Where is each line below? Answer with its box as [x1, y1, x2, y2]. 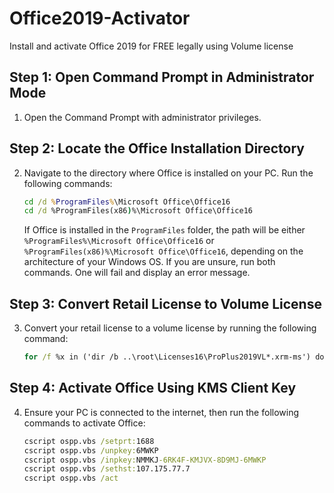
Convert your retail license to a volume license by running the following [23, 322, 317, 334]
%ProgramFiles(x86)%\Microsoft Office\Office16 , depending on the [23, 245, 304, 257]
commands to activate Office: [23, 417, 146, 429]
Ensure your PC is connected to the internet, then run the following [23, 406, 300, 418]
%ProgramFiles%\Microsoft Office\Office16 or [23, 235, 215, 247]
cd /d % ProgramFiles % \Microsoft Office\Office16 [23, 197, 231, 207]
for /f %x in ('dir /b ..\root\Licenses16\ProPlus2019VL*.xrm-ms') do [23, 352, 325, 362]
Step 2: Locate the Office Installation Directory [9, 140, 305, 157]
